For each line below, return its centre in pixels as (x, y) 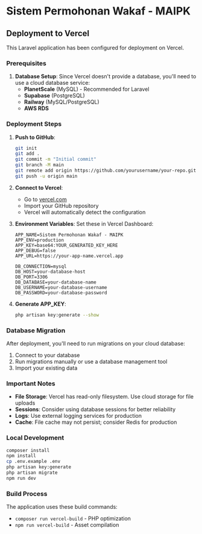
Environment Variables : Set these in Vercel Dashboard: (84, 223)
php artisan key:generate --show (57, 315)
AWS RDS (36, 108)
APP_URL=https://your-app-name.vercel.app (69, 256)
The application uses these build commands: (62, 507)
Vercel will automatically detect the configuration (85, 212)
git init (26, 148)
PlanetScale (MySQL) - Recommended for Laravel (87, 89)
